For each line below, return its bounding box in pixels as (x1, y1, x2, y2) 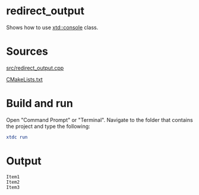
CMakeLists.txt (6, 76, 43, 83)
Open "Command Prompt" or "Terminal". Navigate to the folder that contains (6, 116, 193, 123)
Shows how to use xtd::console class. (6, 24, 99, 31)
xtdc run (6, 134, 28, 140)
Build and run (6, 97, 73, 111)
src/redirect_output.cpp (6, 64, 64, 71)
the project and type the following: (6, 122, 90, 130)
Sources (6, 45, 49, 58)
